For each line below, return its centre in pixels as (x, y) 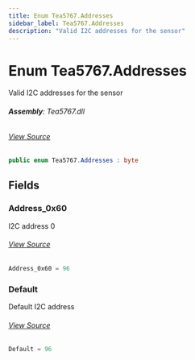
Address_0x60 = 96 (39, 268)
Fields (24, 186)
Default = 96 (30, 350)
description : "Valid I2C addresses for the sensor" (97, 31)
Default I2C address (41, 307)
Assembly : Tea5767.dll (47, 111)
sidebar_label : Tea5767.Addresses (66, 23)
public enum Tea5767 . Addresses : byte (73, 161)
